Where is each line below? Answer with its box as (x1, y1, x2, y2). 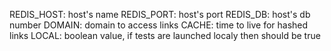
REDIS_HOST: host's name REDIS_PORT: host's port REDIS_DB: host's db (9, 9, 311, 20)
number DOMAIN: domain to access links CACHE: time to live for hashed (9, 19, 309, 31)
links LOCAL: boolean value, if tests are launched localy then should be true (9, 30, 321, 41)
